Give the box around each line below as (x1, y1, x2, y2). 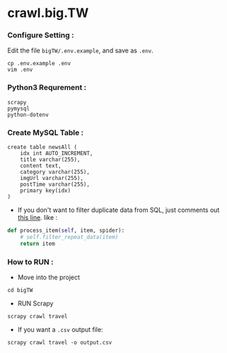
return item (20, 240, 55, 247)
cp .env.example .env (7, 60, 71, 67)
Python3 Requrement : (7, 83, 87, 93)
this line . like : (17, 213, 58, 222)
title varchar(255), (20, 156, 81, 164)
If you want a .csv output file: (17, 325, 104, 334)
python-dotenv (7, 111, 50, 118)
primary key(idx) (20, 187, 71, 194)
